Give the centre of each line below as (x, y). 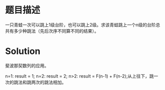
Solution (23, 51)
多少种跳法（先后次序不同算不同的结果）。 (56, 31)
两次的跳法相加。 (48, 82)
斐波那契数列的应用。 (27, 65)
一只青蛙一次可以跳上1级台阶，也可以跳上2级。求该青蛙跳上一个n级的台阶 (81, 25)
